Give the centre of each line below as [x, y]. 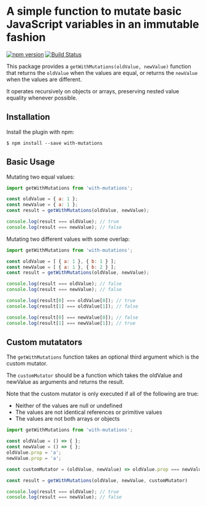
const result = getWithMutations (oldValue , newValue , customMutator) [97, 480]
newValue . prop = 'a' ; [34, 458]
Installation [28, 117]
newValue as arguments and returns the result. [65, 382]
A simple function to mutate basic [94, 11]
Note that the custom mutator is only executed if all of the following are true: [103, 394]
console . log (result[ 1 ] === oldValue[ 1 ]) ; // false [72, 306]
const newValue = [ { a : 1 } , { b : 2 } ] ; [61, 267]
